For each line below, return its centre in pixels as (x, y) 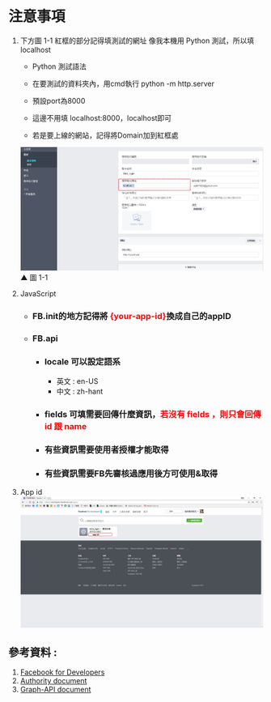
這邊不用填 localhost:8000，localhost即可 (102, 117)
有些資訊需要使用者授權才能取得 (106, 450)
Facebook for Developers (62, 672)
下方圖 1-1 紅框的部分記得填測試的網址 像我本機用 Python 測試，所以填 (137, 40)
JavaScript (38, 294)
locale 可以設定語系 (83, 362)
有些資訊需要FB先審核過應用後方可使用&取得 (131, 474)
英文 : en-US (77, 381)
